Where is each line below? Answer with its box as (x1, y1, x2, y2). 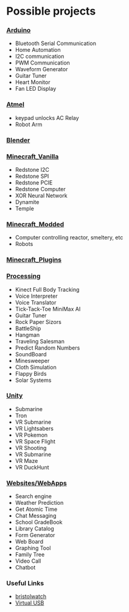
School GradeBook (15, 519, 63, 526)
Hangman (15, 331, 40, 339)
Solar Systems (15, 376, 52, 384)
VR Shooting (15, 444, 47, 451)
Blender (6, 136, 30, 144)
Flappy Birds (15, 370, 47, 377)
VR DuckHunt (15, 463, 50, 471)
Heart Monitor (15, 79, 51, 86)
